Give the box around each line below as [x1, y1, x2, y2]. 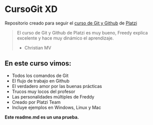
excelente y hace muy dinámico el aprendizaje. [16, 35, 114, 41]
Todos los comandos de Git [11, 72, 68, 78]
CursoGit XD [4, 3, 58, 15]
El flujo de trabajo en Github [11, 77, 69, 83]
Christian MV [24, 44, 51, 50]
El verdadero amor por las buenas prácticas [11, 83, 102, 89]
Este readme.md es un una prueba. [4, 114, 79, 120]
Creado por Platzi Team [11, 99, 61, 105]
